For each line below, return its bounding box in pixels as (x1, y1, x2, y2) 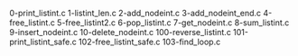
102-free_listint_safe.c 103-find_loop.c (78, 36, 221, 47)
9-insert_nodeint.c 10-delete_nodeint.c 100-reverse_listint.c (9, 27, 232, 37)
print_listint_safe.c (9, 36, 77, 47)
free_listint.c (9, 17, 56, 28)
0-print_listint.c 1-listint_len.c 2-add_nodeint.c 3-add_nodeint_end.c (9, 8, 262, 18)
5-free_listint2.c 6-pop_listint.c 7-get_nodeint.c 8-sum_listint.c (57, 17, 290, 28)
